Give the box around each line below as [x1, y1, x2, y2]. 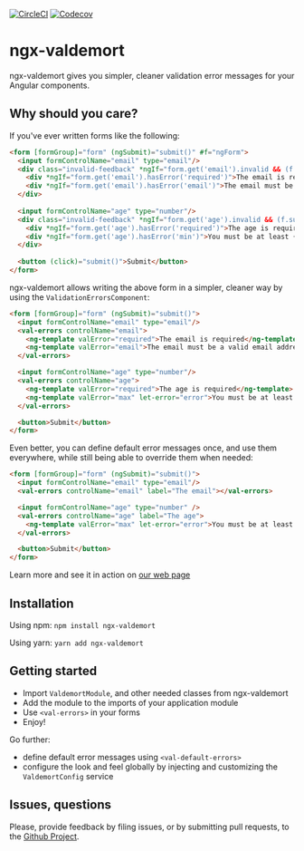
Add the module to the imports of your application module [22, 697, 239, 708]
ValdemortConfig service [22, 770, 114, 781]
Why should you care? [9, 106, 138, 121]
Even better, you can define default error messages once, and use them [9, 442, 278, 453]
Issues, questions [9, 798, 111, 813]
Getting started [9, 663, 98, 679]
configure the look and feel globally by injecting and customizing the [22, 761, 279, 772]
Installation [9, 595, 74, 611]
